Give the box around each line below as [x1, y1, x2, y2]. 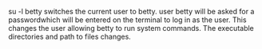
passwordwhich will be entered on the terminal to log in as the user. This [8, 15, 247, 24]
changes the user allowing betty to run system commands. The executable [8, 24, 254, 32]
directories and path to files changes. [8, 32, 132, 41]
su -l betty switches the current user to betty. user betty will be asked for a [8, 7, 255, 16]
